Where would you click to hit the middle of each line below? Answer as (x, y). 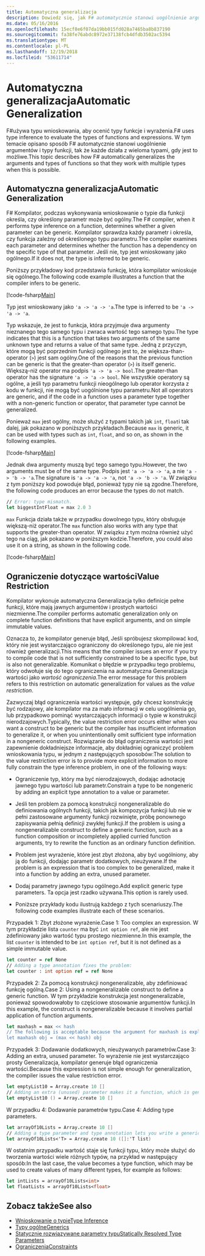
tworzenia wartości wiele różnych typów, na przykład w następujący (92, 1157)
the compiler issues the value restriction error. (64, 1076)
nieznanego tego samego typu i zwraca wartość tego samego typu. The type (103, 332)
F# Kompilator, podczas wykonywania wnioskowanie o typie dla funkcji (95, 213)
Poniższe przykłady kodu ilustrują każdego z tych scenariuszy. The (99, 904)
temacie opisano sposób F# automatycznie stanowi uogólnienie (86, 144)
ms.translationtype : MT (37, 40)
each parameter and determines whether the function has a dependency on (102, 246)
